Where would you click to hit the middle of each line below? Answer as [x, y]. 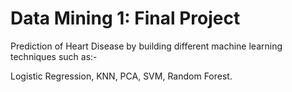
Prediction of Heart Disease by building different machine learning [146, 46]
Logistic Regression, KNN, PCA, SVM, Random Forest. [121, 76]
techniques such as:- [54, 56]
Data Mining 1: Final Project [125, 18]
